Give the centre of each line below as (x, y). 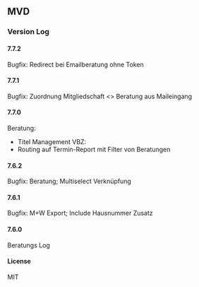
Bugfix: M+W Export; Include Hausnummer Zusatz (80, 213)
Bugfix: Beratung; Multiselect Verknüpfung (70, 181)
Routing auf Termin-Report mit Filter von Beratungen (94, 149)
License (19, 262)
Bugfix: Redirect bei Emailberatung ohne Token (76, 64)
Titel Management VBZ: (52, 141)
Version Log (28, 32)
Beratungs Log (29, 245)
